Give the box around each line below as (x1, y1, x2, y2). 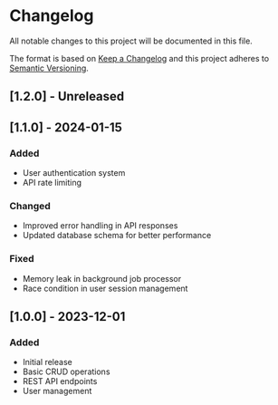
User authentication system (22, 168, 126, 178)
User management (22, 386, 92, 397)
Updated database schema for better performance (22, 230, 212, 241)
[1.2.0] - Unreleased (9, 89, 125, 104)
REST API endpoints (22, 376, 98, 387)
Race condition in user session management (22, 283, 188, 294)
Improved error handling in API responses (22, 220, 178, 231)
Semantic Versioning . (9, 63, 89, 73)
